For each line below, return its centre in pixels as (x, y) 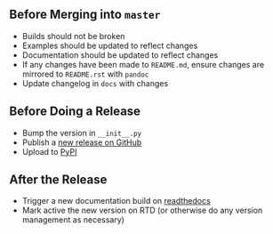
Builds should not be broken (73, 36)
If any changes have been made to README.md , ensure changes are (143, 64)
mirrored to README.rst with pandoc (85, 74)
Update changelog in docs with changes (95, 83)
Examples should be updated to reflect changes (110, 45)
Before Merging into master (85, 15)
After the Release (58, 180)
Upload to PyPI (49, 151)
